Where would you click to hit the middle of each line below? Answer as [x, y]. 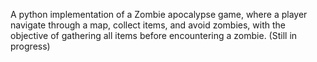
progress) [30, 46]
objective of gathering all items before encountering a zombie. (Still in [154, 35]
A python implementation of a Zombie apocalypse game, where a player [159, 14]
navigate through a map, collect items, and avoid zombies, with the [148, 25]
